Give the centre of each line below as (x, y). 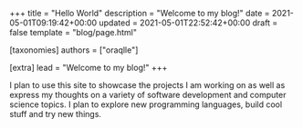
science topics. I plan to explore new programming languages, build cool (146, 104)
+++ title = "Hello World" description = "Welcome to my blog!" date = (140, 13)
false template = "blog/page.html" (73, 32)
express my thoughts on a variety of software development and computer (148, 95)
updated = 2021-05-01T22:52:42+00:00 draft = (188, 23)
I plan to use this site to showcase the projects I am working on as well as (147, 85)
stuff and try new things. (56, 114)
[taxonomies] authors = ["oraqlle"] (74, 50)
